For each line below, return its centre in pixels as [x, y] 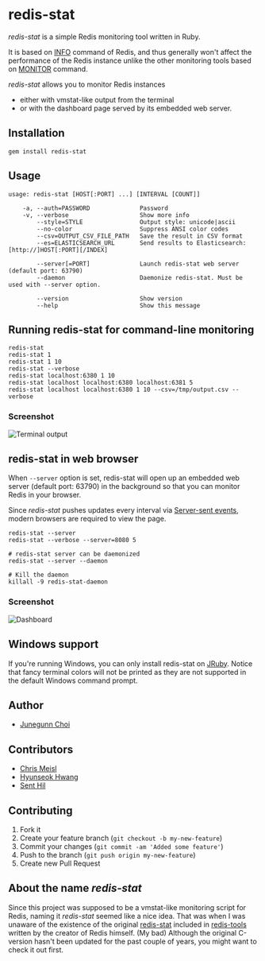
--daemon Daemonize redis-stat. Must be [140, 277]
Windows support [54, 644]
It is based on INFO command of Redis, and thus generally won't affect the [130, 52]
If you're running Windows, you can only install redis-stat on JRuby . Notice [131, 663]
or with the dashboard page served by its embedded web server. [126, 108]
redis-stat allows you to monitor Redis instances [87, 84]
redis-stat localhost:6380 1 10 [61, 376]
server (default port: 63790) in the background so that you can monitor [124, 486]
